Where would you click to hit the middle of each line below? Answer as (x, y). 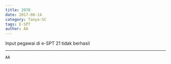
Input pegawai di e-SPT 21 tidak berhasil (48, 43)
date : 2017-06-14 (24, 15)
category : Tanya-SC (26, 19)
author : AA (17, 29)
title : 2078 (18, 10)
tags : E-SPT (18, 24)
